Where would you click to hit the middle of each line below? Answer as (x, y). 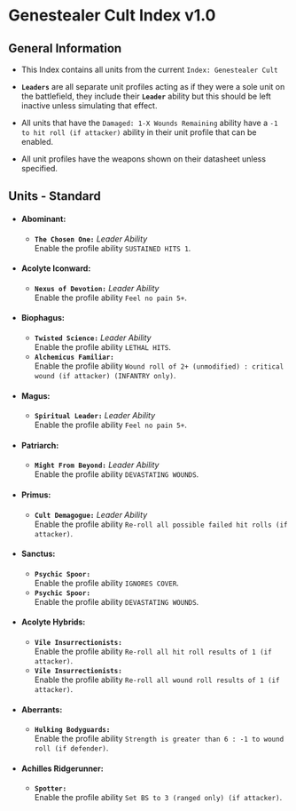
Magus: (35, 395)
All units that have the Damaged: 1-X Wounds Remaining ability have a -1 (149, 123)
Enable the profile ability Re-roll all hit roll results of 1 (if (153, 652)
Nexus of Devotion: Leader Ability (97, 288)
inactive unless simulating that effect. (89, 106)
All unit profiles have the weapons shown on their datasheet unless (144, 159)
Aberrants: (42, 709)
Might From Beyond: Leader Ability (97, 465)
